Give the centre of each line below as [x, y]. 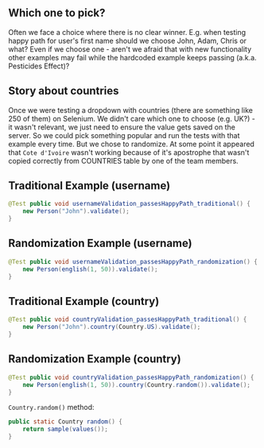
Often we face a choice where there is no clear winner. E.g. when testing [127, 32]
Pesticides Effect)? [39, 66]
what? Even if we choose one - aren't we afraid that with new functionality [130, 49]
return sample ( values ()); [66, 429]
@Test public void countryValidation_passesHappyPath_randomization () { [131, 377]
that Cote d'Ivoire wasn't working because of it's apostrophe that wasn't [129, 152]
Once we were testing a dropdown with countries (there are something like [130, 110]
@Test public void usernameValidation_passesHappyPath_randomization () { [133, 261]
